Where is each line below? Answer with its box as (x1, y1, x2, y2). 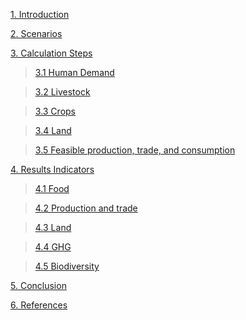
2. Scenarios (10, 28, 63, 39)
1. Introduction (10, 9, 70, 20)
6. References (10, 299, 68, 311)
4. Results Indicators (10, 164, 95, 175)
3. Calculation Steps (10, 47, 93, 59)
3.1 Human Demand (34, 67, 115, 78)
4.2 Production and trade (34, 202, 138, 214)
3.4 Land (34, 125, 72, 136)
